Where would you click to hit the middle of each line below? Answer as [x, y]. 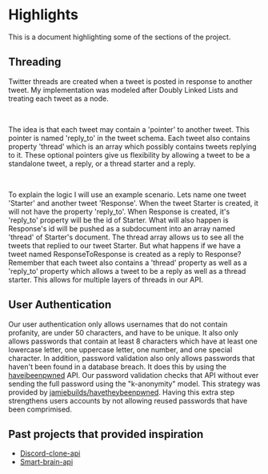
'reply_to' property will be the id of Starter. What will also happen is [119, 220]
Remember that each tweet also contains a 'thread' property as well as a [128, 263]
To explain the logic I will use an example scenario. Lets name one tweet [127, 195]
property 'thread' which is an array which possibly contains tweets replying [132, 147]
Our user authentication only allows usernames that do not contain [118, 324]
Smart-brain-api [46, 462]
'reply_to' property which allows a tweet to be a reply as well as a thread [127, 271]
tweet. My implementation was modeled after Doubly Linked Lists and [123, 90]
